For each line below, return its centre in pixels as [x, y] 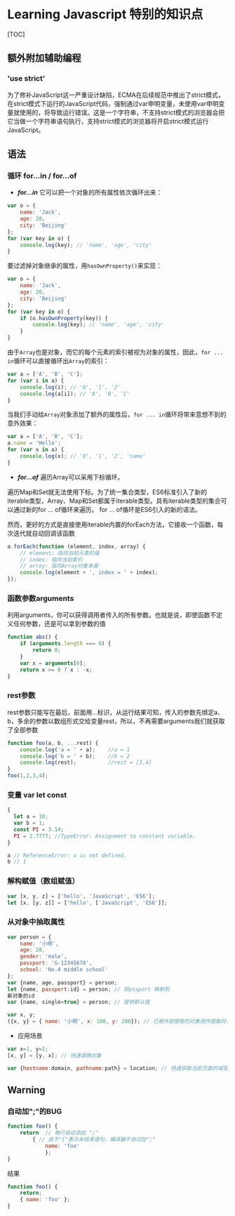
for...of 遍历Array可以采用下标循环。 [70, 477]
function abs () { [33, 637]
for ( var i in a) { [36, 381]
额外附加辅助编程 [44, 58]
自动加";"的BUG [35, 1111]
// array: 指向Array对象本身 [59, 566]
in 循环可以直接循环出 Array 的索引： [59, 361]
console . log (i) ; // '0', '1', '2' [70, 387]
